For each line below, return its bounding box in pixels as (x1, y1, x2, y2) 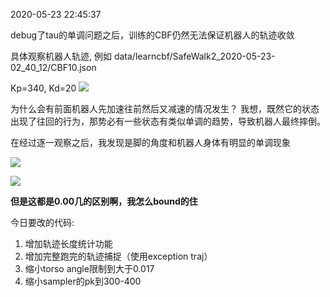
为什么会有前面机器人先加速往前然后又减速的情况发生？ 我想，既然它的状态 (10, 103, 320, 114)
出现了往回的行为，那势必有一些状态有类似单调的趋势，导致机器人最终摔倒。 (10, 115, 326, 127)
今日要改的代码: (10, 217, 75, 228)
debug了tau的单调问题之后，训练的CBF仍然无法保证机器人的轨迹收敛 (10, 29, 295, 41)
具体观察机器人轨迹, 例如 (10, 50, 112, 62)
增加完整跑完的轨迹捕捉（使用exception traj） (24, 250, 213, 262)
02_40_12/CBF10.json (10, 62, 97, 73)
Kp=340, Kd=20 (10, 82, 77, 94)
